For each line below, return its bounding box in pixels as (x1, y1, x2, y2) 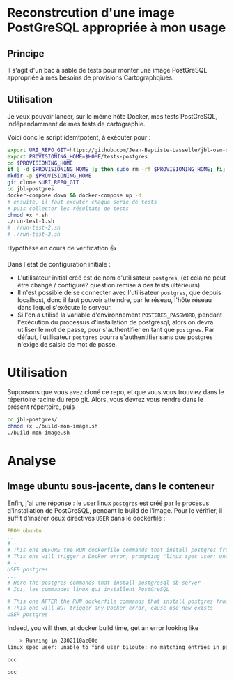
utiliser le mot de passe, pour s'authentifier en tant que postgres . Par (17, 326, 214, 334)
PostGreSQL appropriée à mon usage (7, 20, 226, 36)
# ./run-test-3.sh (7, 231, 61, 238)
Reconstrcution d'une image (7, 5, 175, 21)
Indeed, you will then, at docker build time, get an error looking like (7, 624, 199, 632)
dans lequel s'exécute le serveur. (17, 304, 113, 312)
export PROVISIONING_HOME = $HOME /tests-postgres (7, 153, 148, 160)
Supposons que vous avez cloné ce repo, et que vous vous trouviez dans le (7, 388, 224, 396)
